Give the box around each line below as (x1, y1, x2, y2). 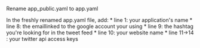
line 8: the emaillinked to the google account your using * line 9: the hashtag (6, 23, 194, 30)
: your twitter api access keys (6, 36, 79, 42)
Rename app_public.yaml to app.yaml (6, 5, 99, 12)
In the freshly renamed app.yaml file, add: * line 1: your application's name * (6, 17, 193, 23)
